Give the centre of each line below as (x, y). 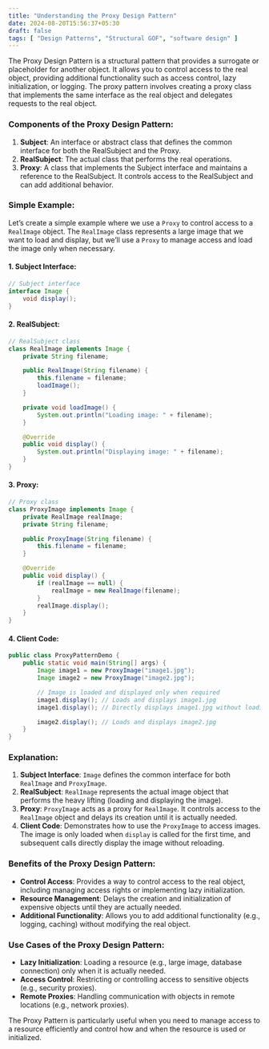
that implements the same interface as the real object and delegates (120, 95)
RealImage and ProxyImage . (63, 783)
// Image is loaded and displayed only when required (128, 692)
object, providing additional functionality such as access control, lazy (122, 78)
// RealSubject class (44, 341)
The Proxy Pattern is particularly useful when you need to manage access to (134, 1021)
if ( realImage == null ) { (80, 583)
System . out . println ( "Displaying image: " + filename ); (130, 452)
